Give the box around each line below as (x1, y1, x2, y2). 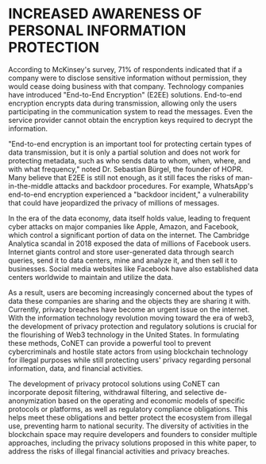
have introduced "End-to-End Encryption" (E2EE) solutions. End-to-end (8, 90, 242, 99)
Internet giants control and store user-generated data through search (8, 247, 234, 256)
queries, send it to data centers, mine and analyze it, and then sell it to (8, 255, 238, 265)
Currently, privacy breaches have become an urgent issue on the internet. (8, 305, 250, 314)
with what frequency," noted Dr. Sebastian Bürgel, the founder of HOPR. (8, 164, 244, 174)
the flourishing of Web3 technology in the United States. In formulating (8, 330, 240, 339)
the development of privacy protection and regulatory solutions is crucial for (8, 321, 257, 331)
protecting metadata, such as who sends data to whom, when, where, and (8, 155, 252, 165)
